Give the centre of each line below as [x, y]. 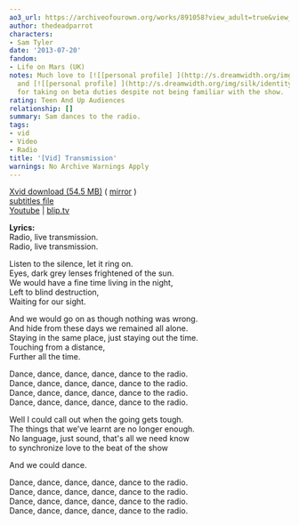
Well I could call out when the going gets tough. [97, 420]
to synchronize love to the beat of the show [89, 448]
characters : [31, 34]
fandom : [24, 59]
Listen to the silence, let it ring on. [71, 264]
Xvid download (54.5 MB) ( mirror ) [73, 191]
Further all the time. [45, 357]
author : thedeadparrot [51, 26]
